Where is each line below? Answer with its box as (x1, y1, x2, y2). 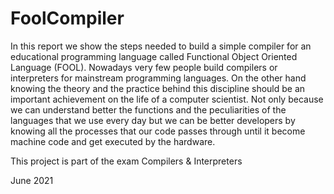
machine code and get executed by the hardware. (10, 135, 216, 147)
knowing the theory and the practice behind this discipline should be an (10, 82, 306, 94)
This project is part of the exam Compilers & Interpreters (10, 155, 243, 167)
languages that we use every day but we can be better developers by (10, 114, 296, 126)
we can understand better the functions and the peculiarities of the (10, 103, 287, 116)
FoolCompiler (10, 7, 125, 30)
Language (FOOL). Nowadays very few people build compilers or (10, 61, 278, 73)
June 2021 (10, 174, 54, 186)
